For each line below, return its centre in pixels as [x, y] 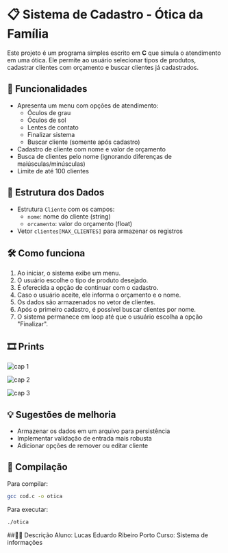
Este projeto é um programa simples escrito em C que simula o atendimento [114, 53]
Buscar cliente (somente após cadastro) [84, 142]
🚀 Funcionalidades [47, 89]
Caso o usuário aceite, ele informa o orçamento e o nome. [99, 295]
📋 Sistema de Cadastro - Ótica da [105, 15]
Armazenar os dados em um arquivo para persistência [93, 431]
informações [25, 542]
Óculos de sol [47, 120]
